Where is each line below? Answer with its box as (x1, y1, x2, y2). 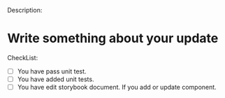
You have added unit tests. (17, 75, 94, 83)
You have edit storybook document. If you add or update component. (17, 83, 217, 92)
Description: (7, 6, 43, 14)
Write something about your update (7, 31, 219, 46)
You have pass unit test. (17, 66, 87, 76)
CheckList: (7, 53, 38, 62)
